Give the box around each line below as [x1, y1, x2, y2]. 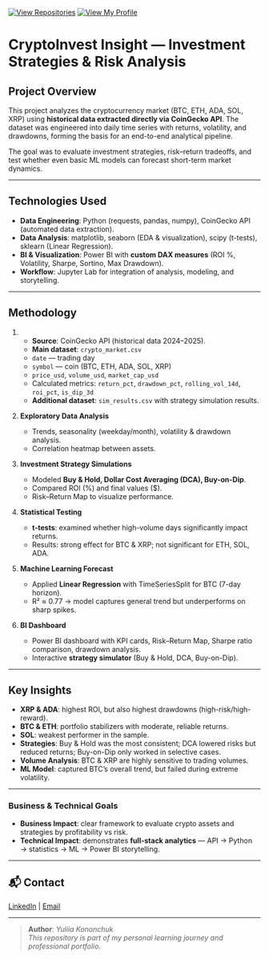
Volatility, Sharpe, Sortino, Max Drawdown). [19, 258, 164, 268]
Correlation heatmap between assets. [31, 443, 156, 453]
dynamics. [8, 164, 42, 173]
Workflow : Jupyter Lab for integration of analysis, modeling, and [19, 267, 235, 276]
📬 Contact [8, 876, 65, 889]
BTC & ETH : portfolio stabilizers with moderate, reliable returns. [19, 722, 229, 731]
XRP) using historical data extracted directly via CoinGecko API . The [8, 115, 239, 123]
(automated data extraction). [19, 224, 114, 234]
